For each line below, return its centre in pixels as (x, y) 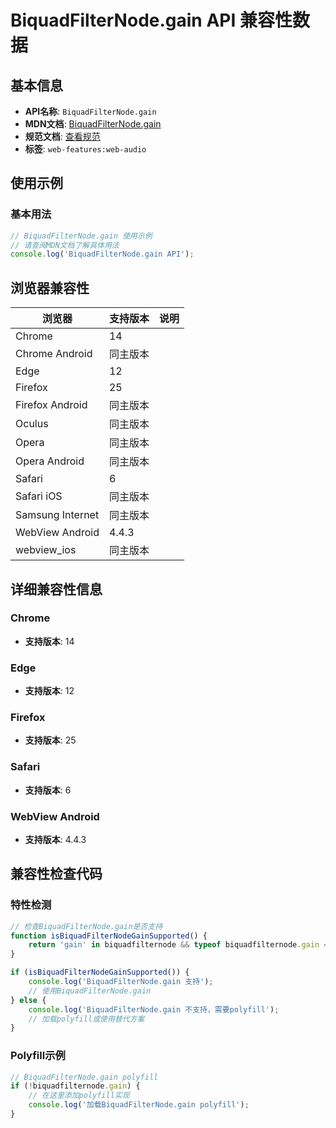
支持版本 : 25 (50, 740)
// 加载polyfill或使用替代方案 (86, 1019)
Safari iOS (39, 496)
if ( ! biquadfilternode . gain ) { (75, 1086)
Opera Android (50, 461)
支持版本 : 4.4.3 (55, 839)
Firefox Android (51, 405)
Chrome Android (54, 354)
